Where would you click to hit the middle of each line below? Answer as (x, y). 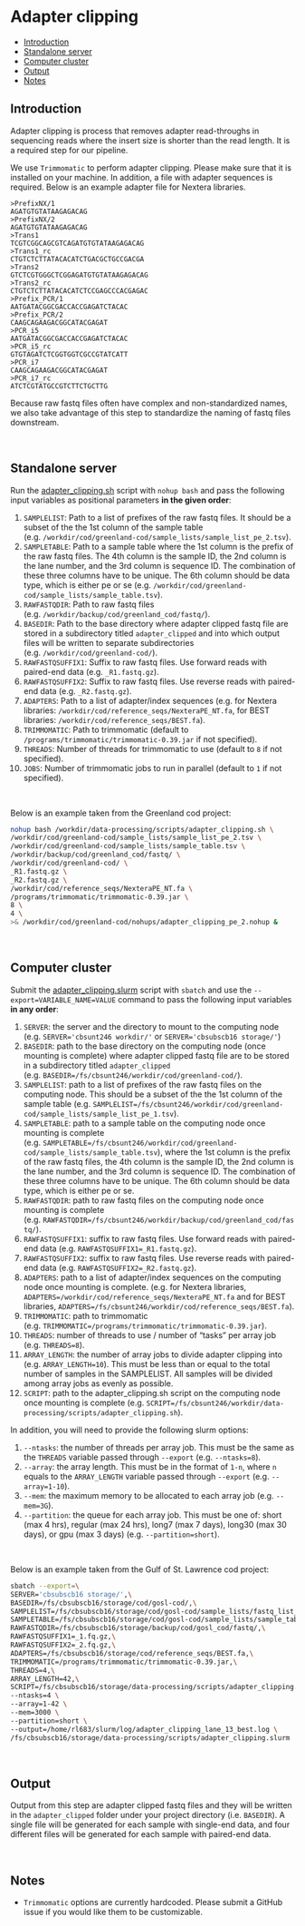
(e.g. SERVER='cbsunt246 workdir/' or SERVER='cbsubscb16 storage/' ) (152, 1036)
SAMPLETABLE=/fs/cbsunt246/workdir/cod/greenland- (140, 1143)
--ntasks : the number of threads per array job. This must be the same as (159, 1447)
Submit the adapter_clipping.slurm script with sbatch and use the (131, 990)
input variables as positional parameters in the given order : (121, 500)
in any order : (35, 1009)
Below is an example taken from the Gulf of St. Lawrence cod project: (140, 1569)
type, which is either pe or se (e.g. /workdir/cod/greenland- (135, 585)
